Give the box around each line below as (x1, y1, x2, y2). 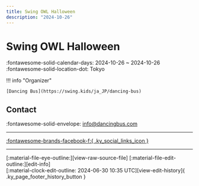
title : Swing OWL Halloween (6, 8, 76, 15)
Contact (6, 104, 37, 114)
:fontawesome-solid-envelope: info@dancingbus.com (6, 120, 138, 127)
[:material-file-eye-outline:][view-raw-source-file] (6, 155, 129, 162)
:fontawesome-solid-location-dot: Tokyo (6, 66, 105, 73)
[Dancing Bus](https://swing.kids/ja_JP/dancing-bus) (6, 88, 142, 95)
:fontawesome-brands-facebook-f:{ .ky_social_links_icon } (6, 137, 149, 145)
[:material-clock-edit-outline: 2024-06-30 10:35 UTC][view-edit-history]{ (6, 167, 185, 174)
